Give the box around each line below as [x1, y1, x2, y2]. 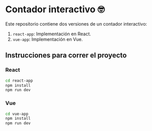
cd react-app [5, 78, 33, 83]
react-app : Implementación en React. [12, 31, 91, 37]
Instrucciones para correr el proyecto [5, 51, 127, 60]
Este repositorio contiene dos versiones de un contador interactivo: [5, 20, 147, 27]
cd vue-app [5, 111, 29, 116]
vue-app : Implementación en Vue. [12, 36, 83, 42]
